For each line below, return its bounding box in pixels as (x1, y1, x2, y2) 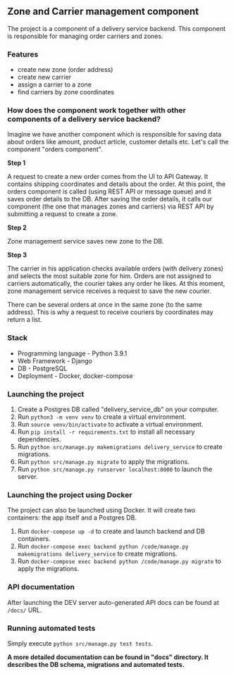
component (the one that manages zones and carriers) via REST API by (7, 202, 214, 211)
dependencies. (17, 435, 61, 443)
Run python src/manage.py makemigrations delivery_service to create (17, 443, 223, 451)
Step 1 (7, 158, 26, 168)
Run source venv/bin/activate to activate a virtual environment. (17, 420, 204, 428)
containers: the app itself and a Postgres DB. (7, 513, 137, 522)
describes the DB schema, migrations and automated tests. (7, 660, 185, 668)
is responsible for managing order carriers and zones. (7, 32, 163, 40)
